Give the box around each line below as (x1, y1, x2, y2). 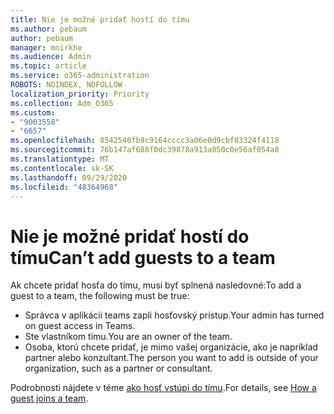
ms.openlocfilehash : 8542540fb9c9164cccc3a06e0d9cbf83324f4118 (10, 136, 280, 146)
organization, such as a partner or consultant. (24, 362, 213, 375)
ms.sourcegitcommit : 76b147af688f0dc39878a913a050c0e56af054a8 (10, 145, 280, 155)
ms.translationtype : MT (10, 154, 110, 164)
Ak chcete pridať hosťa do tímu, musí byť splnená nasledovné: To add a (10, 279, 302, 291)
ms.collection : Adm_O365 (10, 98, 114, 108)
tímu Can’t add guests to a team (10, 246, 276, 269)
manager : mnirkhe (10, 42, 83, 53)
